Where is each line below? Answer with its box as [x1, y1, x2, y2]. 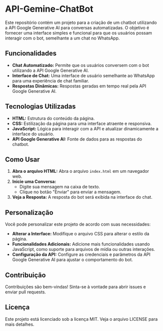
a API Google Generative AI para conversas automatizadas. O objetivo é [5, 24, 149, 30]
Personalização [5, 208, 54, 217]
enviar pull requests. [5, 289, 46, 295]
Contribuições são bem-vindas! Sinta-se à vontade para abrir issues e [5, 284, 146, 290]
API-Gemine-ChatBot [5, 3, 94, 15]
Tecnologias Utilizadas [5, 103, 76, 111]
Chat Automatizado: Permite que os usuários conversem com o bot [12, 62, 149, 68]
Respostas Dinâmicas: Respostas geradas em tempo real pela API [12, 83, 146, 89]
